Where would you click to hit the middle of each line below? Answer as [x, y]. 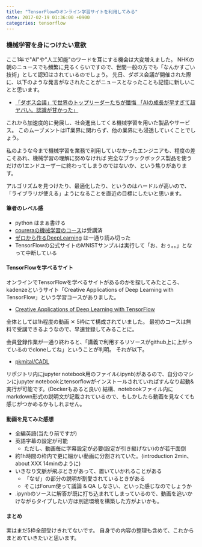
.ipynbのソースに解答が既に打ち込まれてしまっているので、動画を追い [101, 493]
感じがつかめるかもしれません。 [46, 404]
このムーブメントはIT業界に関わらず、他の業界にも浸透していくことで [104, 130]
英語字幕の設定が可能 [41, 441]
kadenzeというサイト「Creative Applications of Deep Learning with [90, 290]
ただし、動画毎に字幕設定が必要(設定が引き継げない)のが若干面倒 [105, 448]
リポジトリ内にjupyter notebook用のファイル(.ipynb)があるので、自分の [95, 374]
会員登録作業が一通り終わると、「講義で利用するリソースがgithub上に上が [97, 342]
